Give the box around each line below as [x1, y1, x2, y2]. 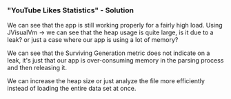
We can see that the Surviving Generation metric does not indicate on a [7, 49, 210, 57]
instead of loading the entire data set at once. [7, 85, 137, 93]
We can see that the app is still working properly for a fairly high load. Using [7, 21, 223, 30]
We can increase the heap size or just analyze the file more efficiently [7, 77, 205, 85]
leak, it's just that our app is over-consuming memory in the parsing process [7, 56, 224, 65]
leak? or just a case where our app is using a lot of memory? [7, 36, 179, 44]
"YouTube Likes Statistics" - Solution [7, 5, 134, 15]
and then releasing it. [7, 64, 68, 72]
